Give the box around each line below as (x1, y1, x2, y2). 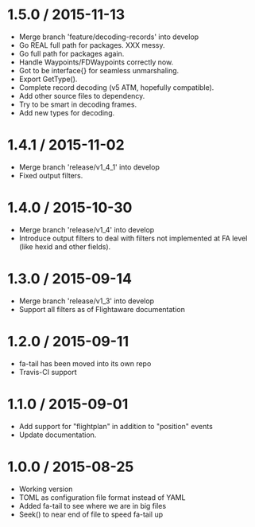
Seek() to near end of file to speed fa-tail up (18, 509, 164, 519)
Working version (18, 484, 73, 494)
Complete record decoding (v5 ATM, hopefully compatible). (18, 82, 214, 92)
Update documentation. (18, 430, 97, 439)
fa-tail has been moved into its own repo (18, 358, 152, 368)
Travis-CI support (18, 367, 77, 377)
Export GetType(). (18, 74, 78, 84)
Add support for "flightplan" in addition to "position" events (18, 421, 214, 431)
